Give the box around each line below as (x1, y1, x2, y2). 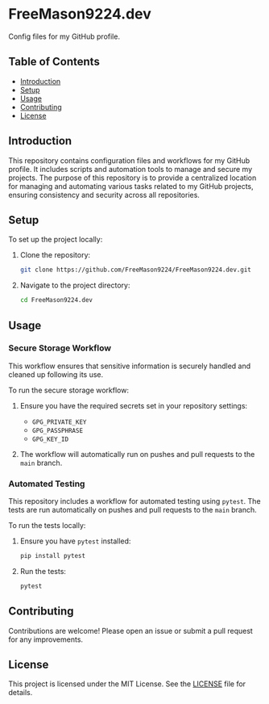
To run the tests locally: (8, 521, 86, 530)
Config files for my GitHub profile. (8, 31, 121, 41)
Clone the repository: (19, 250, 91, 260)
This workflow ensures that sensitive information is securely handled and (8, 361, 251, 371)
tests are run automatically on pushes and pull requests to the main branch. (8, 505, 258, 515)
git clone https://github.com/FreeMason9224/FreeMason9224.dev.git (19, 266, 251, 274)
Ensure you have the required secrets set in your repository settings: (19, 400, 248, 410)
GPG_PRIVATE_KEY (31, 417, 87, 426)
